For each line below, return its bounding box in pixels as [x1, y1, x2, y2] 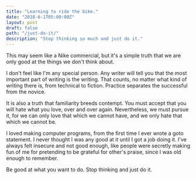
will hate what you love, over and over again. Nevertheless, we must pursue [6, 106, 189, 113]
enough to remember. [6, 155, 59, 161]
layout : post [6, 19, 38, 25]
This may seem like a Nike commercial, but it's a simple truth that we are [6, 52, 181, 59]
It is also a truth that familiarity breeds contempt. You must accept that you [6, 100, 187, 106]
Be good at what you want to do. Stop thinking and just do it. [6, 166, 153, 173]
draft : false [6, 25, 38, 31]
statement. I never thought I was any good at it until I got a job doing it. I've [6, 136, 187, 143]
